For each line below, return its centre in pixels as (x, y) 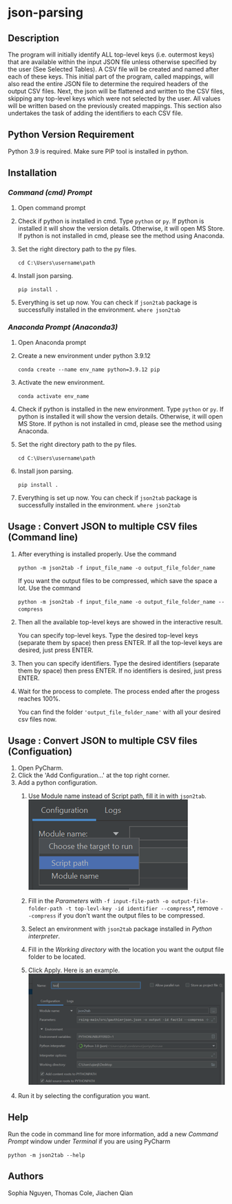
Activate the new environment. (61, 382)
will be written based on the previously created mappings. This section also (115, 106)
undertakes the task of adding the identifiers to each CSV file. (95, 113)
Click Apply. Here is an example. (74, 970)
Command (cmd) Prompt (50, 193)
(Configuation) (40, 751)
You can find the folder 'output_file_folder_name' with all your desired (119, 712)
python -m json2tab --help (46, 1155)
